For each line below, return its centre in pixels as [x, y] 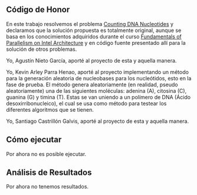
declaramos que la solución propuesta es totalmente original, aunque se [94, 30]
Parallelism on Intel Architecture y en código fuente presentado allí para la [96, 43]
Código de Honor [38, 10]
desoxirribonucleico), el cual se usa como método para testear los [86, 103]
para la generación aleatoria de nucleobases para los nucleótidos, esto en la [99, 78]
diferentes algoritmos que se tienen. [50, 109]
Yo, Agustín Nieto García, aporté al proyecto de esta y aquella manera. [91, 60]
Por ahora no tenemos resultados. [47, 187]
